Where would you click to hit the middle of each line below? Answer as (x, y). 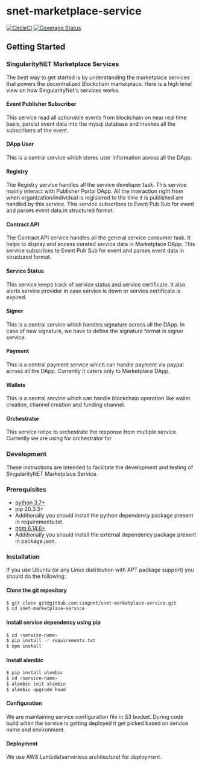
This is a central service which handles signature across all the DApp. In (96, 324)
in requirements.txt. (39, 522)
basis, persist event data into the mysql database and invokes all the (91, 124)
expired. (17, 297)
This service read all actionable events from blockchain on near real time (96, 117)
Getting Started (36, 47)
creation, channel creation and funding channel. (66, 405)
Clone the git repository (37, 590)
